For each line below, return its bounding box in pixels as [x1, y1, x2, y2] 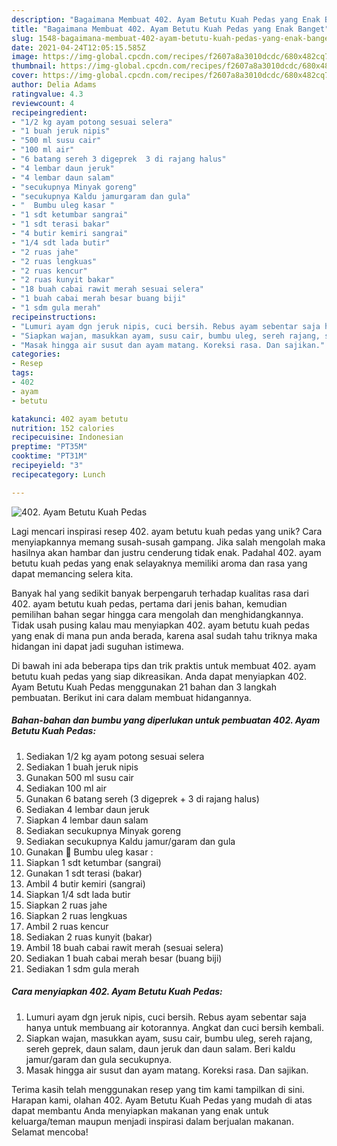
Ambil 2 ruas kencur [25, 920, 109, 932]
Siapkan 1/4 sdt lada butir [25, 888, 131, 900]
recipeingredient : [11, 107, 88, 118]
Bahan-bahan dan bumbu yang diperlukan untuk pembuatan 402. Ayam [11, 714, 321, 726]
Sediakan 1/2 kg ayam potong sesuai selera [25, 750, 205, 762]
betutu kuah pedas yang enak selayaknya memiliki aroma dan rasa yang [11, 557, 308, 569]
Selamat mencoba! [11, 1126, 89, 1138]
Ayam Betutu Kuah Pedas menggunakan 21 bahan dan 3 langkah [11, 681, 277, 693]
